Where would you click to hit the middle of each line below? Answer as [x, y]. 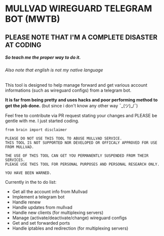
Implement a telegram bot [38, 197]
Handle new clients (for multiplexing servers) [58, 213]
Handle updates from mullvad [42, 207]
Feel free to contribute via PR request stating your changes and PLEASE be [81, 116]
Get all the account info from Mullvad [50, 192]
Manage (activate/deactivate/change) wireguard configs [69, 218]
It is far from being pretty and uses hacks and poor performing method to [82, 100]
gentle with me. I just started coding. [42, 121]
